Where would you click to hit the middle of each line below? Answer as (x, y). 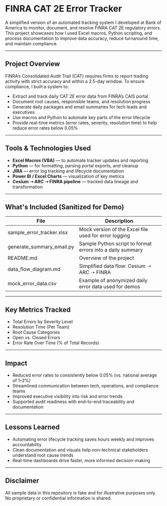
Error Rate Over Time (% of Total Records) (56, 343)
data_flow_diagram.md (34, 269)
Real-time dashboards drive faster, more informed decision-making (81, 460)
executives (23, 112)
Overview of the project (106, 258)
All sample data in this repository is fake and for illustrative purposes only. (81, 493)
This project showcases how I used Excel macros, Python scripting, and (79, 33)
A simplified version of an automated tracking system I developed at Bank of (83, 22)
